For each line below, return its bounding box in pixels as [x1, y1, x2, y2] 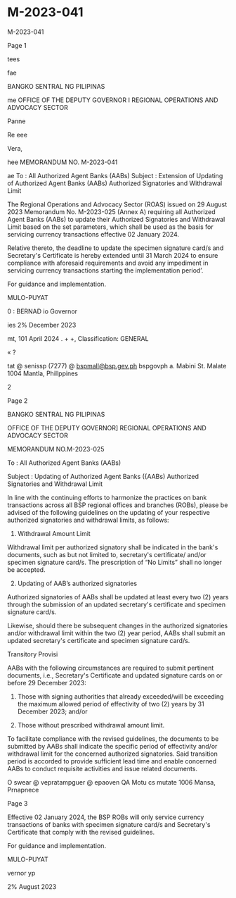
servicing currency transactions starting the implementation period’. [7, 266, 204, 275]
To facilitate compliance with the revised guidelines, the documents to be [7, 734, 219, 743]
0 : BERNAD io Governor [7, 307, 78, 316]
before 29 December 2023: [7, 678, 86, 687]
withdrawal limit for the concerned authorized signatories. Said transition [7, 749, 218, 758]
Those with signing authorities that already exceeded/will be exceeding [17, 692, 224, 701]
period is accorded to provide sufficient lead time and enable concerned [7, 756, 217, 765]
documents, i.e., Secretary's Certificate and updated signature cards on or [7, 671, 223, 680]
